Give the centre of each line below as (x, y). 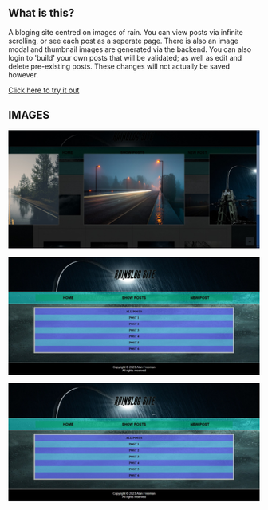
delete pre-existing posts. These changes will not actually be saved (119, 66)
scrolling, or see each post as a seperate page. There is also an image (124, 41)
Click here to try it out (44, 90)
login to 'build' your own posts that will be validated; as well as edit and (125, 57)
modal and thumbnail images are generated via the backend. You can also (130, 49)
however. (23, 74)
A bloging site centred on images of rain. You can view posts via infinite (126, 32)
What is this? (41, 13)
